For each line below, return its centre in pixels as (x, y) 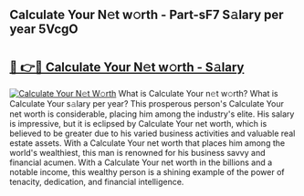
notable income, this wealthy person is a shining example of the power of (147, 172)
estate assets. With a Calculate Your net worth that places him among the (147, 143)
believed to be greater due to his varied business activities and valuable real (152, 133)
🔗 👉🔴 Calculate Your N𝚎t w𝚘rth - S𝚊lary (127, 67)
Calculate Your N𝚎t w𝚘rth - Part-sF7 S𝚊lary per (147, 15)
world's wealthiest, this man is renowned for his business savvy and (137, 153)
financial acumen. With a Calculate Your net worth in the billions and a (141, 162)
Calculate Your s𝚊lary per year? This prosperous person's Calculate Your (147, 103)
